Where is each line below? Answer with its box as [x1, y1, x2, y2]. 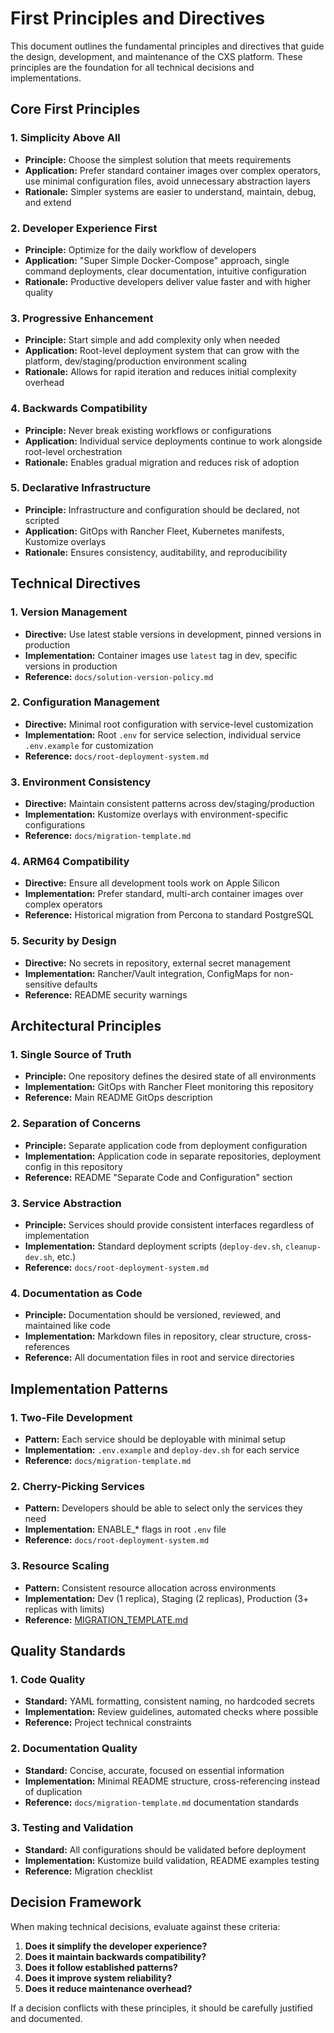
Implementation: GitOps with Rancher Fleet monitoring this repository [24, 1081, 314, 1093]
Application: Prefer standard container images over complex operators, [24, 164, 321, 176]
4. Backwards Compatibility [10, 402, 148, 416]
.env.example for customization [24, 739, 154, 751]
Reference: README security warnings [24, 988, 188, 1001]
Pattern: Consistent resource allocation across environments [24, 1582, 277, 1594]
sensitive [24, 978, 63, 990]
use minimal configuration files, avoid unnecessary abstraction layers [24, 175, 311, 187]
